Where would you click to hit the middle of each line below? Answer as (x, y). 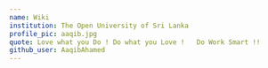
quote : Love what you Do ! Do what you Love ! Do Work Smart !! (135, 42)
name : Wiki (29, 17)
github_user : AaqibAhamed (57, 50)
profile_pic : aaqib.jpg (53, 34)
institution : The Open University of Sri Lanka (99, 26)
